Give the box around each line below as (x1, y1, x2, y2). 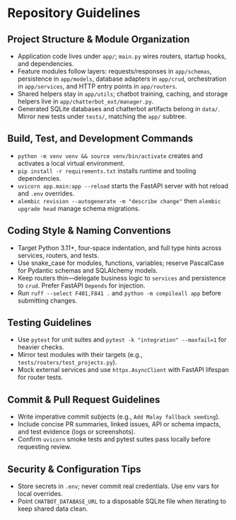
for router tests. (17, 373, 64, 382)
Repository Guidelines (7, 5, 141, 21)
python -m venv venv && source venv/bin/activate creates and (17, 151, 203, 160)
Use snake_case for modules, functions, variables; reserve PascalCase (17, 259, 225, 267)
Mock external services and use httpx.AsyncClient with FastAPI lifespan (17, 366, 230, 374)
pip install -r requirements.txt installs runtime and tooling (17, 166, 196, 175)
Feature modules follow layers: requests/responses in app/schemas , (17, 67, 212, 75)
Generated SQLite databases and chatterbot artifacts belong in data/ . (17, 105, 220, 113)
